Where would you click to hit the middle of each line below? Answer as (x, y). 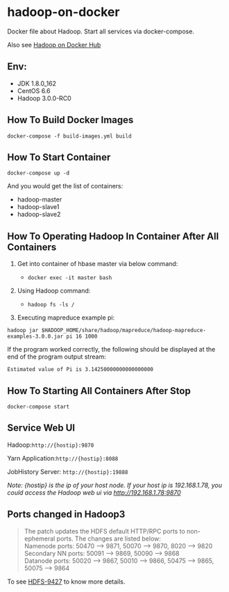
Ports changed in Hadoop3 (66, 515)
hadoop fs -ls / (51, 305)
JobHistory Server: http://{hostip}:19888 (68, 471)
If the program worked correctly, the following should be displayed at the (111, 350)
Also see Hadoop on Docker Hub (54, 44)
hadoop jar (23, 331)
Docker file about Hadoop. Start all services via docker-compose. (101, 31)
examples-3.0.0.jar (35, 337)
